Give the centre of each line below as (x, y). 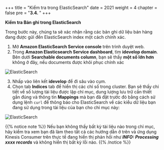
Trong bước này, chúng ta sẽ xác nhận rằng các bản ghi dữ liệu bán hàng (79, 32)
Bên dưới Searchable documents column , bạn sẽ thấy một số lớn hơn (83, 57)
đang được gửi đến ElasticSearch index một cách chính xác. (65, 37)
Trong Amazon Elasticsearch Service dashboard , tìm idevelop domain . (85, 52)
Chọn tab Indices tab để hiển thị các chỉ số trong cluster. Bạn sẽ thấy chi (85, 87)
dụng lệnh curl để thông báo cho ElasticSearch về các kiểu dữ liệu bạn (84, 102)
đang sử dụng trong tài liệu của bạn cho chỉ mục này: (66, 107)
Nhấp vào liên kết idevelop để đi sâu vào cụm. (59, 81)
